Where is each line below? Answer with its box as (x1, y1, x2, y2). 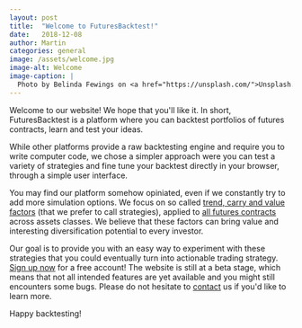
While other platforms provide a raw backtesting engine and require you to (9, 141, 285, 152)
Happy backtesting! (9, 307, 83, 319)
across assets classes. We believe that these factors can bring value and (9, 216, 279, 226)
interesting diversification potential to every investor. (9, 226, 204, 236)
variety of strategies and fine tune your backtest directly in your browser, (9, 160, 280, 171)
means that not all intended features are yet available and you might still (9, 271, 276, 282)
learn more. (9, 290, 52, 301)
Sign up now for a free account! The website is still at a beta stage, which (9, 262, 281, 272)
